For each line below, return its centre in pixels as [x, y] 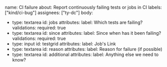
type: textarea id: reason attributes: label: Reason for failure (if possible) [87, 49]
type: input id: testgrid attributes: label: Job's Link [64, 44]
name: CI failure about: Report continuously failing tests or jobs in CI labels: [83, 7]
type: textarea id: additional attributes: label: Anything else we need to [85, 54]
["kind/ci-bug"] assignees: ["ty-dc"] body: [49, 13]
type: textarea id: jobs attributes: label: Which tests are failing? [77, 22]
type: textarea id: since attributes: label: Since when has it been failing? [87, 33]
